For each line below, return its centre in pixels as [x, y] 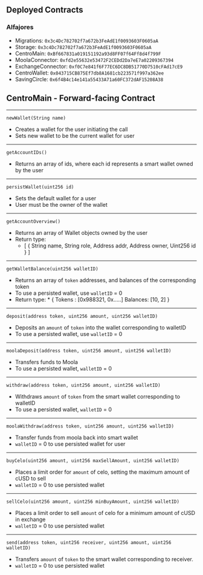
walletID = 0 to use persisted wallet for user [70, 444]
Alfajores [20, 27]
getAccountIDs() [27, 152]
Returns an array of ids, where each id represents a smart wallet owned [104, 164]
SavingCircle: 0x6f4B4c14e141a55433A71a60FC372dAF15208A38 [89, 79]
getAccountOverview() [34, 221]
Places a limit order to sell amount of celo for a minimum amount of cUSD [105, 513]
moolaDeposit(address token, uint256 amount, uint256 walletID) [89, 351]
